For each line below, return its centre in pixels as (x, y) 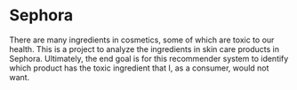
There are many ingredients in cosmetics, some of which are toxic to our (142, 40)
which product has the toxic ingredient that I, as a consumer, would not (139, 68)
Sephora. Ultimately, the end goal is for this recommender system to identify (149, 58)
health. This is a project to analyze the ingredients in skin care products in (144, 49)
